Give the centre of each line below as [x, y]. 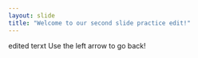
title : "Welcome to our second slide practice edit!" [100, 23]
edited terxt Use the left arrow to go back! [77, 45]
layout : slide [32, 15]
